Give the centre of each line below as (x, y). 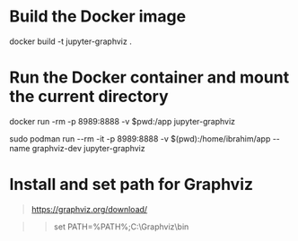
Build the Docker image (98, 17)
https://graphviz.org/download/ (89, 209)
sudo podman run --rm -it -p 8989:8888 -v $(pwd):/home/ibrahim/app (140, 138)
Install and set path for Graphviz (131, 185)
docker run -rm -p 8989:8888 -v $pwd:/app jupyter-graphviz (123, 121)
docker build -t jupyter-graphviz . (70, 41)
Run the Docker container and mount (149, 77)
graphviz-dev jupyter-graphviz (88, 148)
